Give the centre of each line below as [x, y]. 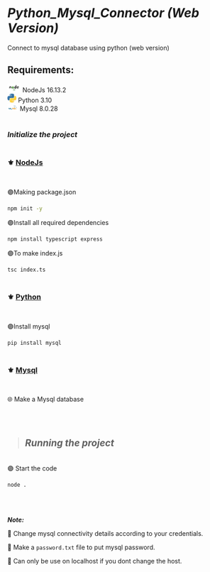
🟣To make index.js [35, 253]
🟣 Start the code [32, 468]
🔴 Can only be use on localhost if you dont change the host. [95, 561]
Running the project [70, 443]
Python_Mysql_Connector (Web [104, 13]
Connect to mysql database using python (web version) [89, 48]
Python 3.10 [35, 100]
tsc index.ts [27, 270]
